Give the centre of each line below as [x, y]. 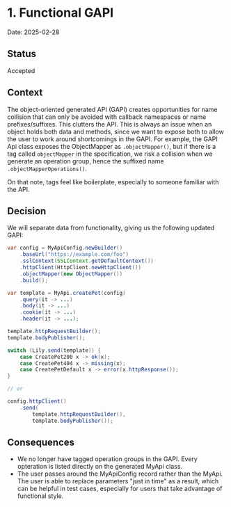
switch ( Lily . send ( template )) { [54, 350]
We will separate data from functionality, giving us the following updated [111, 228]
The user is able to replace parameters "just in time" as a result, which [118, 481]
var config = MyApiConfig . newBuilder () [65, 248]
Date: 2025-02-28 [33, 32]
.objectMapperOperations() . [47, 168]
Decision [27, 211]
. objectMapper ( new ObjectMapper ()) [71, 274]
